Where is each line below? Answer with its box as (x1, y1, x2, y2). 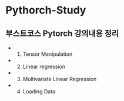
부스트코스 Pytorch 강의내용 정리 (5, 28, 119, 38)
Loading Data (22, 88, 56, 95)
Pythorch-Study (5, 4, 86, 17)
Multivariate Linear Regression (22, 76, 97, 82)
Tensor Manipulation (22, 51, 73, 58)
